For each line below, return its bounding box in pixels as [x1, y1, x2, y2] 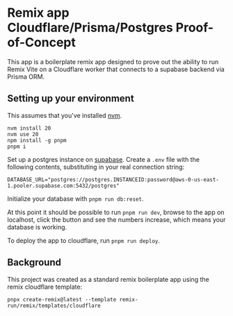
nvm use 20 [7, 130, 39, 137]
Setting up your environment [7, 93, 134, 105]
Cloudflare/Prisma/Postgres [7, 20, 173, 36]
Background [7, 257, 61, 269]
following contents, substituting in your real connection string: [7, 163, 185, 171]
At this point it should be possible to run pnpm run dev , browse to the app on [7, 208, 225, 216]
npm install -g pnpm [7, 137, 67, 144]
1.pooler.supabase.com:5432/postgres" [7, 182, 120, 189]
